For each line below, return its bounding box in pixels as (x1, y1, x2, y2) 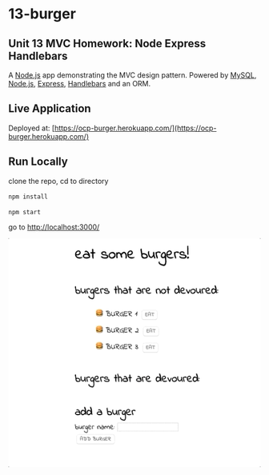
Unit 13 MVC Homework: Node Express (8, 37, 207, 50)
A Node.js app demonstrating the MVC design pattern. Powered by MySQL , (8, 70, 257, 80)
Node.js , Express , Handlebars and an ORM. (8, 79, 151, 88)
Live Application (8, 102, 91, 116)
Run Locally (8, 155, 68, 169)
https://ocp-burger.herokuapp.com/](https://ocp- (54, 123, 217, 133)
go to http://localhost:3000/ (8, 222, 100, 232)
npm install (8, 193, 48, 201)
